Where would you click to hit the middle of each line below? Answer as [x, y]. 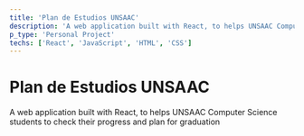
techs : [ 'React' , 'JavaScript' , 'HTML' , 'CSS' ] [101, 43]
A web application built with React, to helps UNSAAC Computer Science [143, 113]
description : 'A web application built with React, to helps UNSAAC [141, 26]
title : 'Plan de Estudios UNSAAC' [75, 18]
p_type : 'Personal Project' [62, 34]
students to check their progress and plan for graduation [115, 122]
